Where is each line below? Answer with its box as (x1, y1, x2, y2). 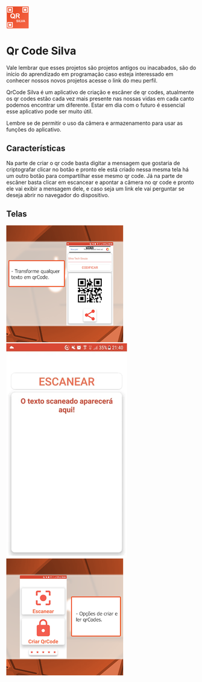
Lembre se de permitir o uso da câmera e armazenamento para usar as (6, 119, 183, 127)
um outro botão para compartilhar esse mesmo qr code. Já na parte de (6, 172, 183, 179)
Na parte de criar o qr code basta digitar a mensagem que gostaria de (6, 159, 180, 166)
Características (6, 144, 66, 154)
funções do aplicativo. (6, 125, 62, 133)
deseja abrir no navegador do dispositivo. (6, 191, 110, 198)
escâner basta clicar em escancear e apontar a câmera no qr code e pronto (6, 178, 194, 186)
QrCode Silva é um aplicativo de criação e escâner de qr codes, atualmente (6, 88, 194, 96)
